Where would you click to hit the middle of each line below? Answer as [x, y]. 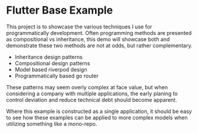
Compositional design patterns [52, 63]
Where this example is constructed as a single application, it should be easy [99, 111]
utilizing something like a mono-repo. [52, 124]
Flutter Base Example [59, 10]
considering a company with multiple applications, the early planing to [92, 93]
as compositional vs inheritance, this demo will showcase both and [88, 39]
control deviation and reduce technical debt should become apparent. [92, 100]
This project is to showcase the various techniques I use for [79, 27]
